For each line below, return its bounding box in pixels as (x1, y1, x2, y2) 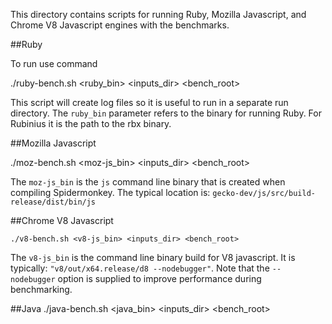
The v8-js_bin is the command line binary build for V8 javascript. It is (10, 252, 296, 263)
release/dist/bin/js (10, 197, 97, 207)
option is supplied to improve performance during (57, 273, 262, 284)
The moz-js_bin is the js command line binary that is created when (10, 176, 286, 188)
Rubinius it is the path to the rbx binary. (10, 118, 172, 129)
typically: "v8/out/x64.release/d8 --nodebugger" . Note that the (10, 262, 270, 274)
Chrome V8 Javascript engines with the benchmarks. (10, 19, 230, 31)
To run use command (10, 58, 98, 69)
